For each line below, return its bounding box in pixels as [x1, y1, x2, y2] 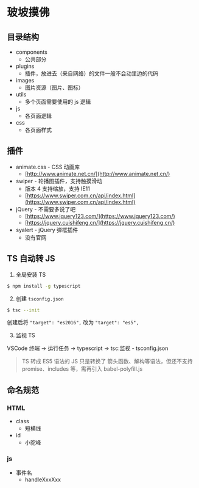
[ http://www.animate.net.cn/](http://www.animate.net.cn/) [24, 170, 170, 177]
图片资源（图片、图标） [24, 84, 84, 91]
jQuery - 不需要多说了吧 [15, 205, 76, 213]
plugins [15, 62, 35, 70]
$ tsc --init [7, 307, 40, 313]
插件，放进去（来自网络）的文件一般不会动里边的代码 [24, 70, 159, 77]
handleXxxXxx [24, 476, 61, 483]
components [15, 48, 47, 56]
